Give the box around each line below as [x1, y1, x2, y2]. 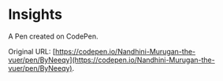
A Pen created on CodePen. [8, 31, 98, 41]
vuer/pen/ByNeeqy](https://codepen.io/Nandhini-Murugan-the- [8, 55, 215, 64]
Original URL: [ [8, 46, 56, 56]
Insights [8, 6, 63, 24]
